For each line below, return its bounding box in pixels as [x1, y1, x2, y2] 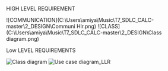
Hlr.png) [76, 23, 97, 30]
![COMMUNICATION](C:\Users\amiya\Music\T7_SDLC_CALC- [6, 17, 154, 23]
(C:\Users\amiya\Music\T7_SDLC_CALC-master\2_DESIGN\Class [6, 29, 162, 36]
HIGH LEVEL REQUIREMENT [6, 5, 75, 12]
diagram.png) [6, 35, 40, 42]
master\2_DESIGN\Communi [6, 23, 75, 30]
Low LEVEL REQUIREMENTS [6, 47, 76, 54]
